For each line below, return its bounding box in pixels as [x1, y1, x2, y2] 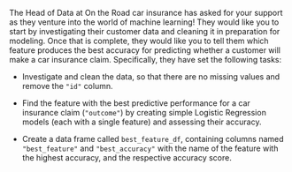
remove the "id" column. [21, 81, 113, 91]
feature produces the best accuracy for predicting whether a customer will [9, 45, 281, 56]
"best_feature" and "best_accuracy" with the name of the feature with [21, 143, 279, 153]
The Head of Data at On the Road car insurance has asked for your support [9, 8, 283, 18]
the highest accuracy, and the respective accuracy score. [21, 153, 232, 162]
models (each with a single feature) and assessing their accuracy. [21, 116, 262, 127]
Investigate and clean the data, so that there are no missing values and [21, 71, 280, 82]
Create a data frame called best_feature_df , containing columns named [21, 134, 285, 144]
